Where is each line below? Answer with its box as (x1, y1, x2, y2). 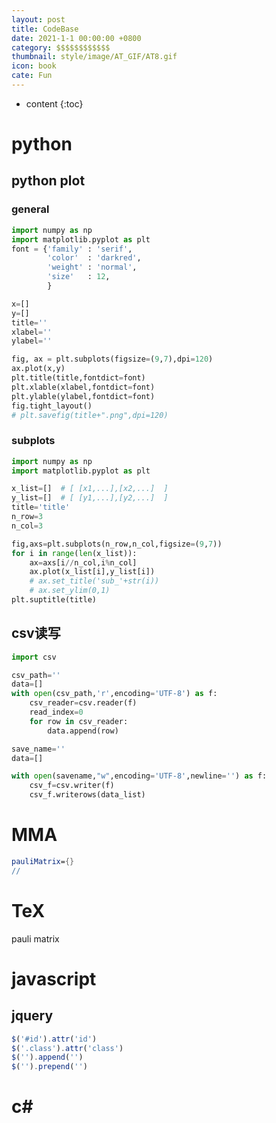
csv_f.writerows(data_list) (29, 790, 146, 800)
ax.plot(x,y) (11, 364, 66, 374)
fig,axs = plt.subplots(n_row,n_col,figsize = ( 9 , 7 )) (11, 539, 223, 549)
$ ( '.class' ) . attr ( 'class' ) (11, 1043, 124, 1053)
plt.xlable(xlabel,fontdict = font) (11, 382, 156, 392)
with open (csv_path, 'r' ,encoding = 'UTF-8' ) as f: (11, 689, 218, 699)
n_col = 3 (11, 521, 44, 531)
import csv (11, 652, 57, 662)
